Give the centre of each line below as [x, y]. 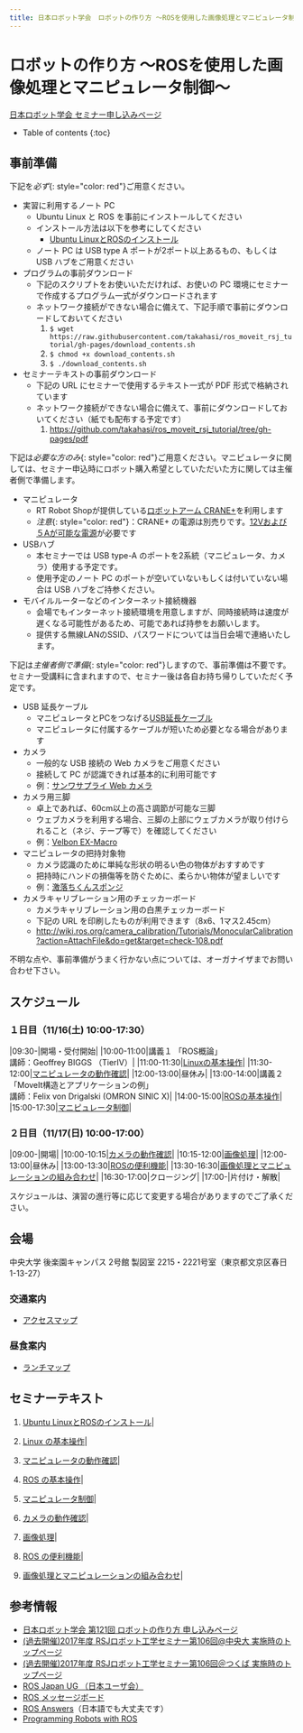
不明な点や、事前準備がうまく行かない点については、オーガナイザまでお [143, 959]
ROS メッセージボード [64, 1698]
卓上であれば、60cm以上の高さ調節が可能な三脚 [126, 808]
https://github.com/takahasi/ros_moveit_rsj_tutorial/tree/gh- [161, 429]
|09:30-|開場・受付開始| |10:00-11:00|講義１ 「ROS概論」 [116, 1051]
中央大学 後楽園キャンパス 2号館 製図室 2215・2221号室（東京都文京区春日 [148, 1262]
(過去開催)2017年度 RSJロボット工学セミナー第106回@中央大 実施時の [153, 1641]
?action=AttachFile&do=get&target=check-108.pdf [129, 941]
